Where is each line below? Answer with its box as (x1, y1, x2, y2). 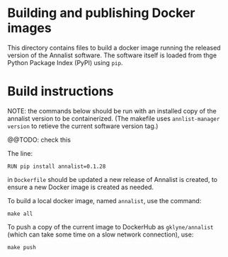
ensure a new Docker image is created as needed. (7, 183, 154, 191)
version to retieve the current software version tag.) (7, 122, 159, 130)
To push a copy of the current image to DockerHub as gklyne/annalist (7, 222, 214, 231)
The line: (7, 149, 33, 157)
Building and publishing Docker (7, 5, 196, 21)
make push (7, 244, 37, 251)
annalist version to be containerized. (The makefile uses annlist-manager (7, 114, 220, 122)
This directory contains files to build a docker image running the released (7, 43, 221, 52)
